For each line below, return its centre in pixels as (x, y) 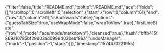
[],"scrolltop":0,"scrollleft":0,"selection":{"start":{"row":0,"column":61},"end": (82, 12)
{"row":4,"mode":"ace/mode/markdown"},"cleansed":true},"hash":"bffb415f (82, 33)
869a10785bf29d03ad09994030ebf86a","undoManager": (63, 38)
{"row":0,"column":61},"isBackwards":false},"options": (59, 17)
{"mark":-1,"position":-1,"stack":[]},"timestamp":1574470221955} (70, 43)
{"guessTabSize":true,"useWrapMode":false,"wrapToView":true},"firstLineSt (81, 23)
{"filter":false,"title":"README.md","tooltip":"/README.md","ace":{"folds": (79, 7)
